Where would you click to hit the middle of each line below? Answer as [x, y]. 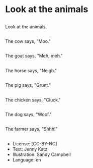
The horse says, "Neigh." [31, 70]
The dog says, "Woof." [28, 114]
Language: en [27, 159]
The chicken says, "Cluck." [33, 100]
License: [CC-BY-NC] [35, 144]
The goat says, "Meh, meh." [34, 56]
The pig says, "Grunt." [28, 85]
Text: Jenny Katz [30, 149]
